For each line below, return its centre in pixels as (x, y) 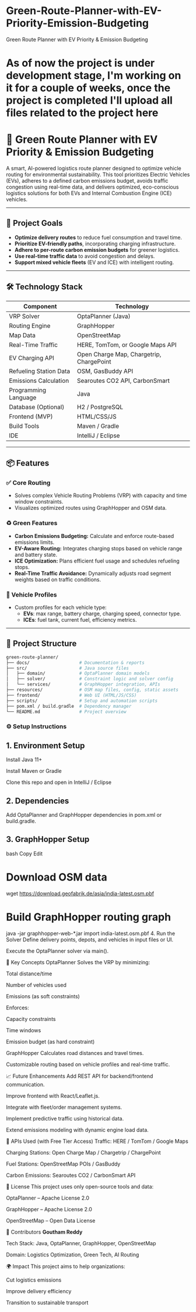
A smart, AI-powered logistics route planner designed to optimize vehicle (94, 169)
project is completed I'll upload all (90, 100)
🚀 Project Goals (34, 223)
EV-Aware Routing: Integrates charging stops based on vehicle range (98, 548)
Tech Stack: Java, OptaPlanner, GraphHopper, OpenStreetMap (81, 1243)
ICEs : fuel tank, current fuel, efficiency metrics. (80, 619)
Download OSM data (57, 877)
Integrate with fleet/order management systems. (64, 1107)
